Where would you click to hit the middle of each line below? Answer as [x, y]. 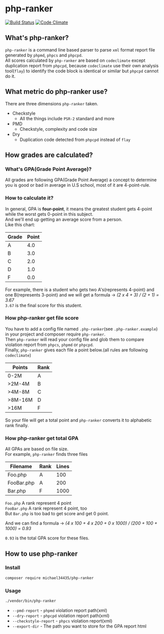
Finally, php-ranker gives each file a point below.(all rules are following [77, 350]
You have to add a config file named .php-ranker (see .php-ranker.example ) [82, 329]
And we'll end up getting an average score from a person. [64, 219]
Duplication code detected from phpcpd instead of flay [75, 140]
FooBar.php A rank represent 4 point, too [46, 508]
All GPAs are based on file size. [37, 449]
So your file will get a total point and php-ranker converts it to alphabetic [79, 420]
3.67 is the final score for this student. [44, 305]
